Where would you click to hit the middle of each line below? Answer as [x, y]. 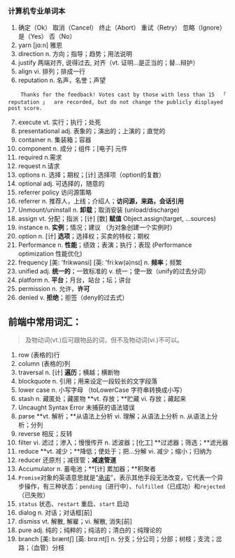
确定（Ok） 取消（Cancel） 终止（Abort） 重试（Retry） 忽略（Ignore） [122, 28]
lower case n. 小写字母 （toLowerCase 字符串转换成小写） [102, 390]
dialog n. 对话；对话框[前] [55, 512]
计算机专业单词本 [37, 11]
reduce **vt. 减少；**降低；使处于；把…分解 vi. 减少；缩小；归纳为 [115, 451]
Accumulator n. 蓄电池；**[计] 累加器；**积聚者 [87, 469]
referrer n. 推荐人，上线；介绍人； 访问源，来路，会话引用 [101, 201]
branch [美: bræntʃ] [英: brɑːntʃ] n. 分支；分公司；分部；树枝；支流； [117, 539]
